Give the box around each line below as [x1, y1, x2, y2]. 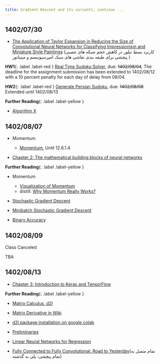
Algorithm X [12, 108, 37, 114]
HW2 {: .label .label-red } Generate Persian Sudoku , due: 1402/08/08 [5, 84, 144, 90]
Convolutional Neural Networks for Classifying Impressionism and [12, 44, 146, 50]
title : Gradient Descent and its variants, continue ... [5, 7, 124, 12]
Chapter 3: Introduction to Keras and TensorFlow [12, 281, 111, 287]
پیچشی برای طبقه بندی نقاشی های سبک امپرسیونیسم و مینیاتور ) [12, 54, 131, 60]
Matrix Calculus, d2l [12, 300, 53, 306]
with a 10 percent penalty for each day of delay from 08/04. [5, 74, 126, 80]
